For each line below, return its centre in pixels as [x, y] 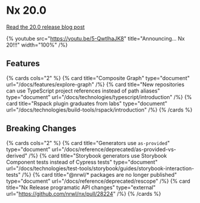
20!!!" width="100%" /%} [37, 45]
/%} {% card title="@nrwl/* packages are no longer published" [99, 174]
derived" [17, 155]
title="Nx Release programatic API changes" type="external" [81, 187]
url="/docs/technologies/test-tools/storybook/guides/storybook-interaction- [100, 168]
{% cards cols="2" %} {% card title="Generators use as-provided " [88, 143]
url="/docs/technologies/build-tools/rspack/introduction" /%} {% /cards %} [99, 110]
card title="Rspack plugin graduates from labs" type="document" [87, 103]
